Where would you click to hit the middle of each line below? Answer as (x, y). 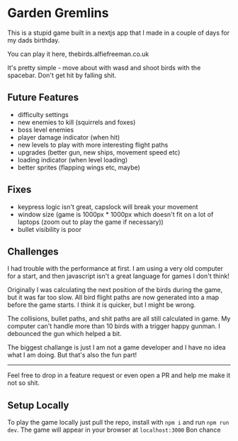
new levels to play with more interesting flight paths (93, 145)
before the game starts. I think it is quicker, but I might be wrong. (102, 305)
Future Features (43, 97)
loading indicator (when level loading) (73, 160)
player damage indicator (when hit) (69, 137)
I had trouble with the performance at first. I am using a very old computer (115, 269)
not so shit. (24, 383)
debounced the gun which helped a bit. (64, 334)
